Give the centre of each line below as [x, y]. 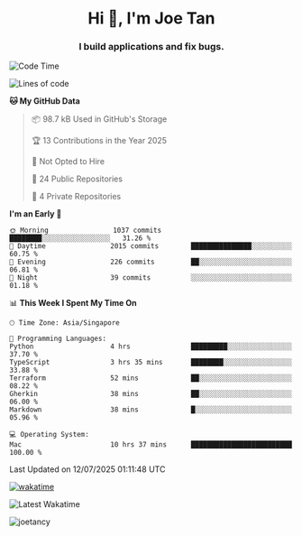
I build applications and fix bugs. [151, 47]
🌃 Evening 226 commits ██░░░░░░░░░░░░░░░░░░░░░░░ [151, 262]
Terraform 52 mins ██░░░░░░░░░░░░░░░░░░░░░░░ [151, 378]
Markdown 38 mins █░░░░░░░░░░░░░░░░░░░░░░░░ [151, 410]
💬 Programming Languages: [58, 339]
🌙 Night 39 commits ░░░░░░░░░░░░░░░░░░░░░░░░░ [151, 278]
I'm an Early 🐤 [36, 214]
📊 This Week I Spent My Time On [73, 303]
